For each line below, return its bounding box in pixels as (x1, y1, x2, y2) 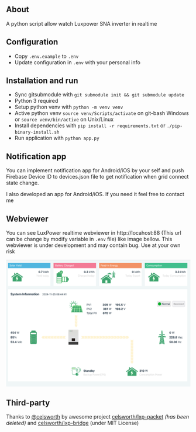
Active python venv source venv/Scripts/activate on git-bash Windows (14, 110, 189, 117)
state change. (6, 179, 39, 186)
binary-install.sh (14, 130, 60, 135)
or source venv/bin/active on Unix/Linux (14, 116, 114, 123)
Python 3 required (14, 97, 59, 104)
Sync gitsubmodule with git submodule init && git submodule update (14, 91, 184, 98)
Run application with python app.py (14, 134, 99, 142)
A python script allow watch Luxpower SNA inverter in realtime (6, 20, 157, 27)
